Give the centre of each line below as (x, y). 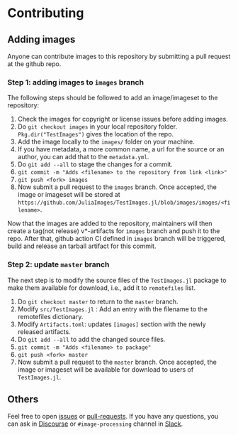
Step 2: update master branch (58, 264)
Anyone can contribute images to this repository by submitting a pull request (119, 56)
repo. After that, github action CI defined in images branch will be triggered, (117, 239)
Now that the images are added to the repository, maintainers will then (110, 224)
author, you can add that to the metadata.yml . (83, 157)
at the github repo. (34, 64)
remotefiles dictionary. (50, 316)
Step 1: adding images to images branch (75, 82)
